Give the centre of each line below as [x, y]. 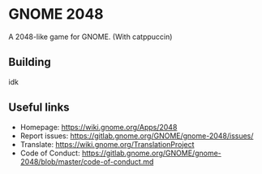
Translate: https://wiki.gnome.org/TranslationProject [107, 144]
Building [30, 62]
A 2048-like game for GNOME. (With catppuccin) [90, 37]
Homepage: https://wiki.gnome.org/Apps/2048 [99, 127]
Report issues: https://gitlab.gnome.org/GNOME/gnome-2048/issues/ [137, 136]
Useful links [39, 108]
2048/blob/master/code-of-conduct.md [87, 161]
